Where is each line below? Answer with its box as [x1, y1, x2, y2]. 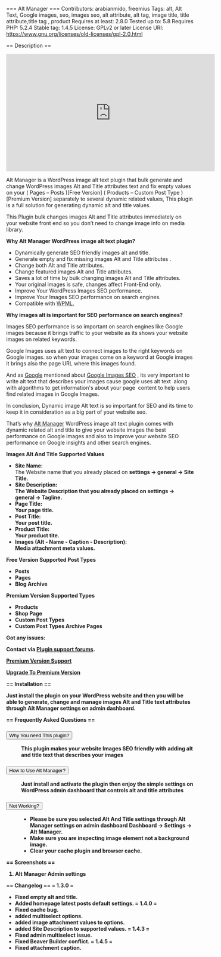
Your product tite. [14, 532, 60, 539]
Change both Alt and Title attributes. [14, 262, 104, 269]
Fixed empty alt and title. [14, 893, 78, 900]
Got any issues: [6, 634, 46, 641]
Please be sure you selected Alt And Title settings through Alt [29, 815, 186, 823]
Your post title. [14, 519, 52, 526]
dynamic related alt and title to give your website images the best [6, 426, 166, 433]
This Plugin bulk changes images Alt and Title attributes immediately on [6, 213, 182, 220]
